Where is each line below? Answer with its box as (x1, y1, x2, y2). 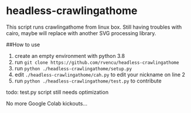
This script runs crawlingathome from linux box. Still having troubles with (6, 23, 182, 30)
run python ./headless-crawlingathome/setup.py (14, 64, 132, 71)
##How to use (6, 41, 40, 48)
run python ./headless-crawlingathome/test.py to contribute (14, 77, 162, 84)
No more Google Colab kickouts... (6, 100, 88, 107)
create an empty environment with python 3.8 (14, 52, 125, 59)
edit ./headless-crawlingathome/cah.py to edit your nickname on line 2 (14, 71, 186, 78)
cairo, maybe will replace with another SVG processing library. (6, 29, 156, 36)
